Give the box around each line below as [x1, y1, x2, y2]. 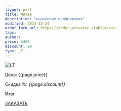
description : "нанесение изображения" [5, 16, 85, 21]
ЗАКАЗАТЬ [5, 100, 28, 106]
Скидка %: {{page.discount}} [5, 81, 66, 87]
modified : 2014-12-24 [5, 21, 50, 26]
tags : [5, 30, 16, 35]
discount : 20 [5, 44, 32, 49]
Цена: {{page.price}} [5, 72, 48, 77]
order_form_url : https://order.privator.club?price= [5, 26, 116, 31]
